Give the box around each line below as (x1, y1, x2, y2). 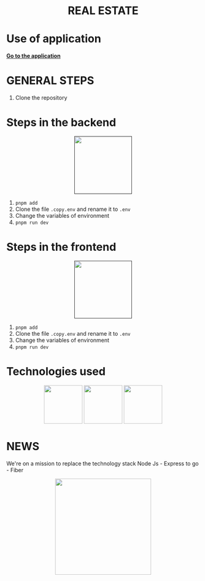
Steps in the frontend (6, 240, 117, 254)
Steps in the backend (6, 116, 117, 130)
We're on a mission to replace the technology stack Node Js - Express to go (6, 459, 199, 467)
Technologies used (6, 365, 106, 379)
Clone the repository (15, 94, 68, 101)
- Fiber (6, 466, 24, 473)
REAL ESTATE (67, 4, 139, 18)
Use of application (6, 32, 101, 46)
